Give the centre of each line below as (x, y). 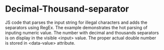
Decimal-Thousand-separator (67, 9)
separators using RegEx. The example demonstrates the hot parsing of (76, 27)
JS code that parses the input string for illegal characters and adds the (76, 22)
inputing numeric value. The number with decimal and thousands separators (82, 33)
